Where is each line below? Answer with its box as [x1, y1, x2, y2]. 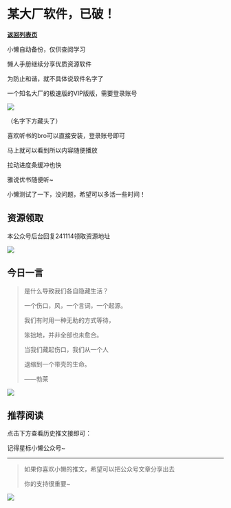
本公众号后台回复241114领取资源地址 [7, 232, 111, 240]
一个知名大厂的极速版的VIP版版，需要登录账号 [7, 89, 137, 97]
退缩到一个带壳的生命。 [23, 360, 91, 368]
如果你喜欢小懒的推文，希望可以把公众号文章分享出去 [23, 465, 175, 473]
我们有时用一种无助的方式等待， [23, 315, 115, 324]
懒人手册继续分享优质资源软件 [7, 59, 91, 68]
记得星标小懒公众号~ [7, 444, 66, 452]
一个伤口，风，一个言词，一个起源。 [23, 301, 127, 309]
